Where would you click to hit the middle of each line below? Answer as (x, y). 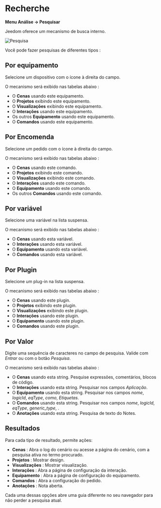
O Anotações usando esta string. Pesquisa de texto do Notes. (74, 413)
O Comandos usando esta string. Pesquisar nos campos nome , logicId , (83, 403)
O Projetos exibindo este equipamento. (51, 101)
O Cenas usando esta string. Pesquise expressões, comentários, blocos (84, 377)
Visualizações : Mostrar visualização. (50, 465)
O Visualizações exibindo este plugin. (50, 311)
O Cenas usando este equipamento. (48, 96)
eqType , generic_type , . (35, 408)
